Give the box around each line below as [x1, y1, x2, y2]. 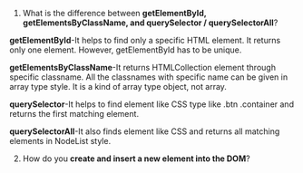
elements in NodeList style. [9, 136, 112, 146]
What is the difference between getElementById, [22, 8, 207, 18]
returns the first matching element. [9, 109, 139, 119]
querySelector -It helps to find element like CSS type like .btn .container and [9, 99, 295, 110]
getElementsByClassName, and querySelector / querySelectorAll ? [22, 17, 279, 28]
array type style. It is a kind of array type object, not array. [9, 82, 227, 91]
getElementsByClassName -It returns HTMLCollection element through [9, 62, 277, 72]
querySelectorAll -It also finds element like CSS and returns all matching [9, 126, 280, 137]
